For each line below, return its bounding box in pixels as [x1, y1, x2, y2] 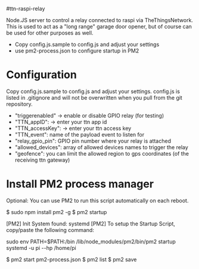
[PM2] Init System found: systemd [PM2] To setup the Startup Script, [6, 220, 176, 227]
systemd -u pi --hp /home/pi [6, 244, 76, 251]
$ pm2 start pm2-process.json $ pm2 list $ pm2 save [6, 256, 137, 263]
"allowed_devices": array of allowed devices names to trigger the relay [14, 143, 189, 151]
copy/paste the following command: [6, 226, 94, 233]
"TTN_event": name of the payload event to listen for [14, 131, 145, 138]
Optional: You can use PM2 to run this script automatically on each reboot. [6, 197, 189, 204]
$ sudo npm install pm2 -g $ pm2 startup [6, 208, 107, 215]
